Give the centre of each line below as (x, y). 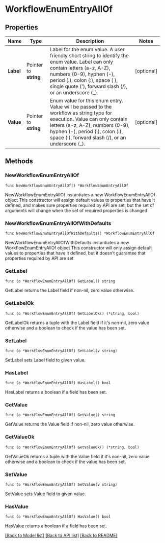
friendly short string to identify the (89, 55)
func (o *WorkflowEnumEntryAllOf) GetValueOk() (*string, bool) (72, 447)
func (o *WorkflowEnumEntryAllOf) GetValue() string (60, 415)
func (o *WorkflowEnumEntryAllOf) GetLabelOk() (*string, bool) (72, 313)
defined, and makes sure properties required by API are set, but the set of (80, 205)
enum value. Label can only (82, 62)
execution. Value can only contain (89, 119)
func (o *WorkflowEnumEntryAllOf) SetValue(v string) (61, 485)
